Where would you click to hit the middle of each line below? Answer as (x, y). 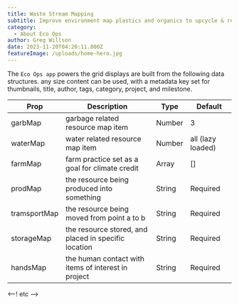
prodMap (26, 188)
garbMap (26, 123)
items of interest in (96, 267)
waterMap (28, 143)
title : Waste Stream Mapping (51, 14)
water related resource (103, 139)
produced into (89, 188)
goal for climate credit (102, 168)
